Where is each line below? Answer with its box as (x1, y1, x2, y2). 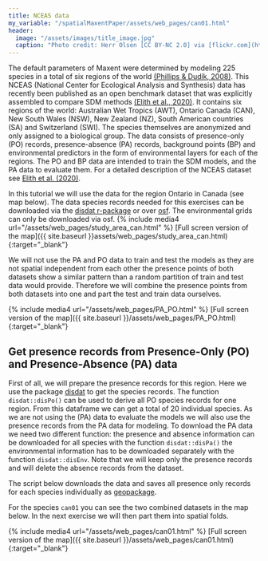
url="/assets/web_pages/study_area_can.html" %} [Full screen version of (8, 223, 249, 232)
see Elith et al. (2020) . (8, 173, 81, 184)
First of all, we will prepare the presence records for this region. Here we (8, 378, 247, 388)
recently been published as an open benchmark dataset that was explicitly (8, 89, 253, 98)
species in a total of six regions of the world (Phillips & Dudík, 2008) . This (8, 72, 250, 81)
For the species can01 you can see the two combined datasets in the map (8, 502, 249, 512)
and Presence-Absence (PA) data (8, 357, 178, 371)
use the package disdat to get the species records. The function (8, 386, 219, 396)
